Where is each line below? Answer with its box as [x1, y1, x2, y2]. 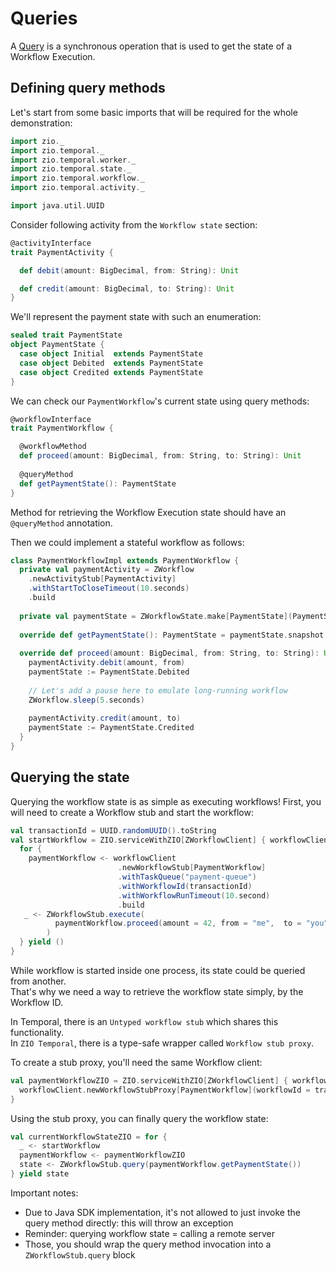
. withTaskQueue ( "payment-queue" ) [117, 872, 257, 882]
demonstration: [10, 117, 73, 129]
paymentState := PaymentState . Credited [28, 723, 195, 733]
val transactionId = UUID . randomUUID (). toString [10, 825, 217, 836]
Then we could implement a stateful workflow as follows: [10, 536, 245, 548]
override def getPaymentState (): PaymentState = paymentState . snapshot [19, 630, 325, 640]
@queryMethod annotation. [10, 517, 113, 529]
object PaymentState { [10, 340, 105, 350]
